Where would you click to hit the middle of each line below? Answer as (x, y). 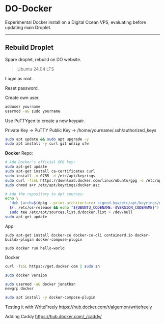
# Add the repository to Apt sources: (45, 194)
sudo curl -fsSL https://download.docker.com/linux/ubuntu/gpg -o (74, 180)
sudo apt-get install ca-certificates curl (50, 171)
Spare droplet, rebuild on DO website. (43, 59)
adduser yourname (23, 106)
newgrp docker (20, 289)
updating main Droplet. (28, 27)
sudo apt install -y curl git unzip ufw (47, 144)
